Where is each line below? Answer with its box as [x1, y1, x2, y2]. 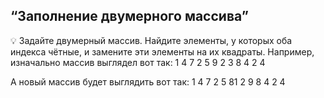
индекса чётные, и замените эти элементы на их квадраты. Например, [10, 45, 315, 58]
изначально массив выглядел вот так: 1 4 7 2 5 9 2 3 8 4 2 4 [10, 56, 266, 68]
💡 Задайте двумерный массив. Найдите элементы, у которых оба [10, 34, 293, 46]
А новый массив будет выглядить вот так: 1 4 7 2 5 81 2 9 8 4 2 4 [10, 75, 286, 88]
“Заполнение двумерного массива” [10, 8, 249, 25]
